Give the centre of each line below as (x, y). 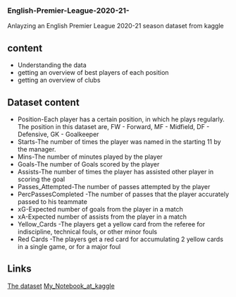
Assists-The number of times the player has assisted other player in (116, 171)
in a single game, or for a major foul (69, 246)
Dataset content (43, 102)
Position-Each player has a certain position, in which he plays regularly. (121, 119)
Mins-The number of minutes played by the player (90, 157)
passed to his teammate (52, 201)
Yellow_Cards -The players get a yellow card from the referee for (111, 224)
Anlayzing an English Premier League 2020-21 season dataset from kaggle (116, 26)
